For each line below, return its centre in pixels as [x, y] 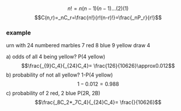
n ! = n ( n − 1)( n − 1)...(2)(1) [98, 8]
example [18, 33]
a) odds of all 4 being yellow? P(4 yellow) [56, 57]
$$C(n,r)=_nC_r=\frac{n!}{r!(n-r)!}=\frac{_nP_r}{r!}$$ [98, 18]
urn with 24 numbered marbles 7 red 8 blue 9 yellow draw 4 [78, 46]
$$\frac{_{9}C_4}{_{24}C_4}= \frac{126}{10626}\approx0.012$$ [98, 66]
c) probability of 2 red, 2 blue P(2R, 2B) [53, 93]
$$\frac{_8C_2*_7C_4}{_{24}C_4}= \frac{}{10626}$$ [98, 102]
